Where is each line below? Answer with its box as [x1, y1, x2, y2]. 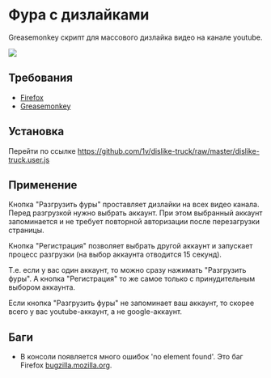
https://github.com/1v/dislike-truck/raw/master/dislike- [77, 146, 260, 155]
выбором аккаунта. [8, 282, 75, 292]
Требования [8, 71, 73, 85]
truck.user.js [8, 155, 50, 164]
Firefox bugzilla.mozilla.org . [19, 360, 112, 370]
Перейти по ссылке [8, 146, 76, 155]
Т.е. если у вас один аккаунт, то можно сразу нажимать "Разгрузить [8, 265, 247, 275]
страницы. [8, 225, 44, 236]
